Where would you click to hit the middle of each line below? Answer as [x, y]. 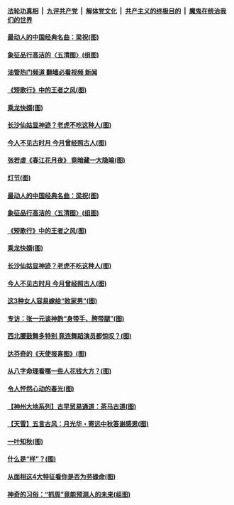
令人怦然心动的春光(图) [41, 389]
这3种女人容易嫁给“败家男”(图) [52, 301]
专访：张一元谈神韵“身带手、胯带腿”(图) [66, 318]
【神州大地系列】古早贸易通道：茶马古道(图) [72, 406]
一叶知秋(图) [26, 441]
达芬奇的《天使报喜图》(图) [47, 353]
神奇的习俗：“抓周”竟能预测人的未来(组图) [69, 494]
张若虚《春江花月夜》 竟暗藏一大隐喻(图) [66, 161]
